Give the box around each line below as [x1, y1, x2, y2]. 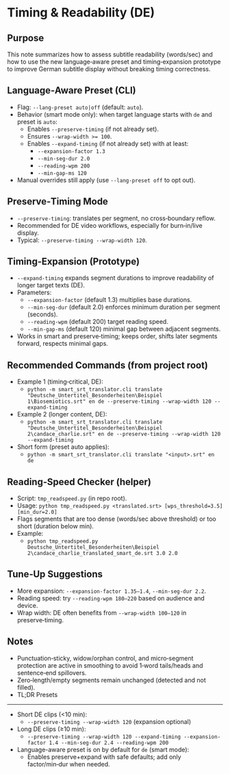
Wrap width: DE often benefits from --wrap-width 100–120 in [16, 609, 187, 617]
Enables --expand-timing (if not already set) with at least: [27, 139, 189, 148]
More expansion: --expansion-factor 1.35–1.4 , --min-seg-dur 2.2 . [16, 587, 207, 595]
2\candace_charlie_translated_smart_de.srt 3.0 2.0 [27, 550, 178, 557]
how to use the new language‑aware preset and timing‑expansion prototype [7, 58, 221, 66]
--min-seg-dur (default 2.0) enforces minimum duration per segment [27, 303, 220, 312]
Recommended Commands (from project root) [7, 359, 209, 371]
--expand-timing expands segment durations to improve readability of [16, 274, 214, 282]
